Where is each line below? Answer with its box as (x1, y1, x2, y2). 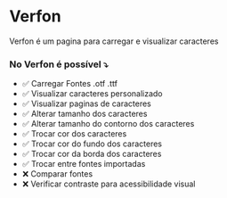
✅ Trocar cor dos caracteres (21, 128, 127, 139)
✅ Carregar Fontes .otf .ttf (21, 78, 118, 89)
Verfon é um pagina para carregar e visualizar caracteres (9, 36, 219, 46)
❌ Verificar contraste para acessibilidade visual (21, 178, 196, 189)
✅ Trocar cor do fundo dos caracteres (21, 138, 163, 149)
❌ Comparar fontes (21, 169, 93, 179)
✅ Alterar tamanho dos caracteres (21, 109, 148, 120)
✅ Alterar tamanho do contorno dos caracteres (21, 119, 195, 129)
